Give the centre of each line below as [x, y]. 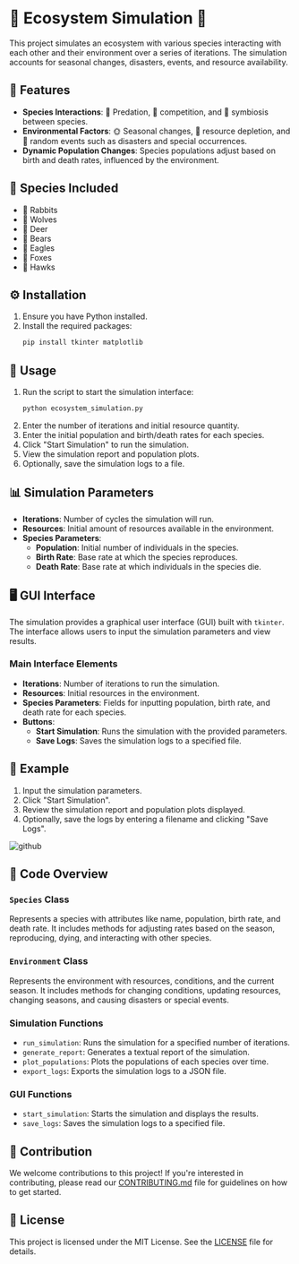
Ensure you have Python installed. [85, 316]
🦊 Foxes [37, 257]
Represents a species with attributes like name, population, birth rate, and [145, 919]
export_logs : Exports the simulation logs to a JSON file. [124, 1071]
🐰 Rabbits [40, 210]
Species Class [39, 899]
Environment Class [49, 961]
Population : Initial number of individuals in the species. [137, 547]
